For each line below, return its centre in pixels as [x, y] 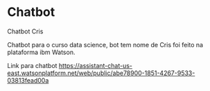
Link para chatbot [32, 65]
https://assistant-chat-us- [96, 65]
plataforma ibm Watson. [41, 52]
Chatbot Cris [25, 31]
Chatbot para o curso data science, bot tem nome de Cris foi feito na [105, 44]
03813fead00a [28, 80]
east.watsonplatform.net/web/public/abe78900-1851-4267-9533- [101, 73]
